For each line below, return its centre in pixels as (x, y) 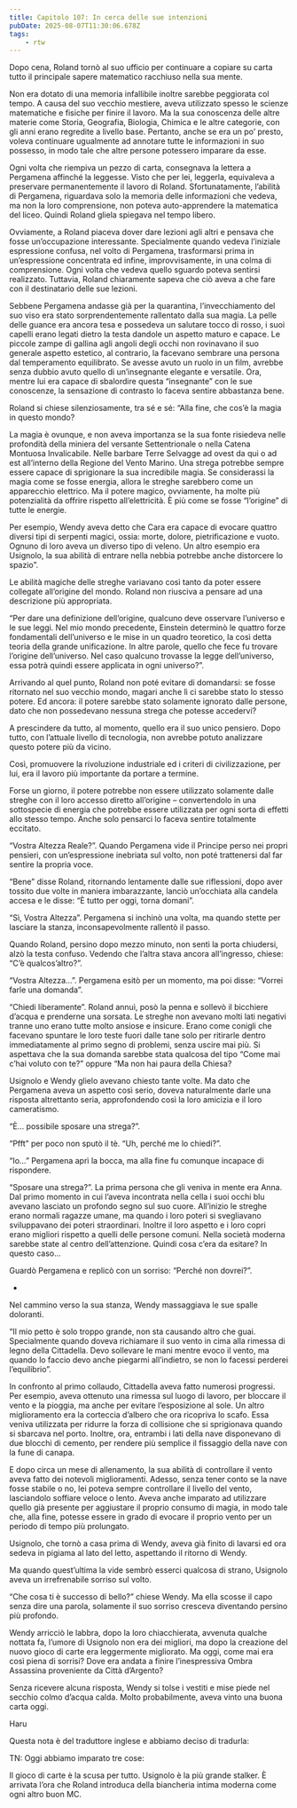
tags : (19, 34)
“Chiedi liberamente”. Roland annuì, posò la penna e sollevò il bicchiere (139, 1007)
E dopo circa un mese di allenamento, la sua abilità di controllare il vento (141, 1470)
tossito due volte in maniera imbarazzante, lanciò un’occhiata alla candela (144, 891)
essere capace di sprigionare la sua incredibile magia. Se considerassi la (142, 472)
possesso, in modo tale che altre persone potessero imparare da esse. (138, 151)
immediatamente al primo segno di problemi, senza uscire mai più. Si (135, 1045)
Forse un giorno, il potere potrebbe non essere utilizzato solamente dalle (142, 791)
